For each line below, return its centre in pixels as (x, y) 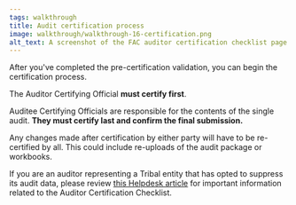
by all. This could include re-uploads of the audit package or (152, 147)
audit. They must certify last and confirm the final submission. (126, 121)
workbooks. (31, 157)
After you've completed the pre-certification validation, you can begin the (143, 67)
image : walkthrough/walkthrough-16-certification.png (111, 34)
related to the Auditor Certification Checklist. (91, 193)
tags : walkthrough (43, 17)
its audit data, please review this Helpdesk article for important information (145, 184)
